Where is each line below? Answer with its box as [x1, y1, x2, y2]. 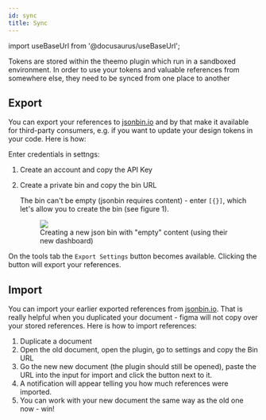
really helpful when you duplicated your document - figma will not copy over [8, 313, 258, 322]
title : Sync [8, 19, 48, 27]
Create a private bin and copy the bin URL [19, 181, 157, 190]
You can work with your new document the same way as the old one [19, 395, 244, 406]
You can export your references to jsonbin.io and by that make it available [8, 117, 249, 127]
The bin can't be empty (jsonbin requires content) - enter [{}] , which [19, 196, 247, 205]
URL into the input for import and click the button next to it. [19, 371, 213, 380]
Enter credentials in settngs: [8, 150, 100, 159]
